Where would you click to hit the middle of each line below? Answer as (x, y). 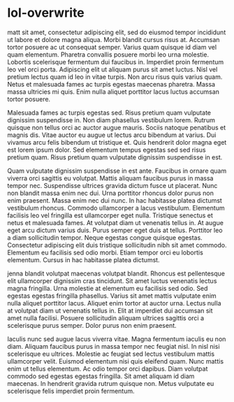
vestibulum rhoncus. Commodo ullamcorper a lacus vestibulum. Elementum (116, 208)
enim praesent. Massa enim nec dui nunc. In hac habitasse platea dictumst (115, 200)
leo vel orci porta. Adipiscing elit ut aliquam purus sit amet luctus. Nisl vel (112, 69)
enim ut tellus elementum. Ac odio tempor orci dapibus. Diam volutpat (108, 368)
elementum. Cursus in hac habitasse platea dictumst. (83, 259)
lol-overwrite (46, 13)
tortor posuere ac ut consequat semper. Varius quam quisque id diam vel (112, 47)
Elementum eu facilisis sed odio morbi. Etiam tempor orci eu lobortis (105, 252)
